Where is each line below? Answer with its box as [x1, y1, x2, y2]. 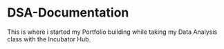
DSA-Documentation [7, 5, 129, 21]
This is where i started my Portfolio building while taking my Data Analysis [7, 28, 218, 36]
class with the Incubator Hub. [7, 35, 91, 43]
